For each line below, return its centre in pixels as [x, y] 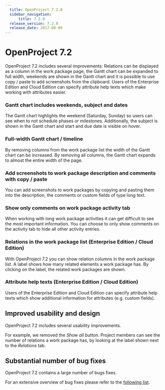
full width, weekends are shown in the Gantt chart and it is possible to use [80, 76]
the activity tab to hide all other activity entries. [53, 229]
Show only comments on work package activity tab [68, 208]
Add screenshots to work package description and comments [81, 173]
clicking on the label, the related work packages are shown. [66, 269]
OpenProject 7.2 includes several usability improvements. [63, 325]
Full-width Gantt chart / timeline [44, 139]
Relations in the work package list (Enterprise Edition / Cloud [79, 242]
